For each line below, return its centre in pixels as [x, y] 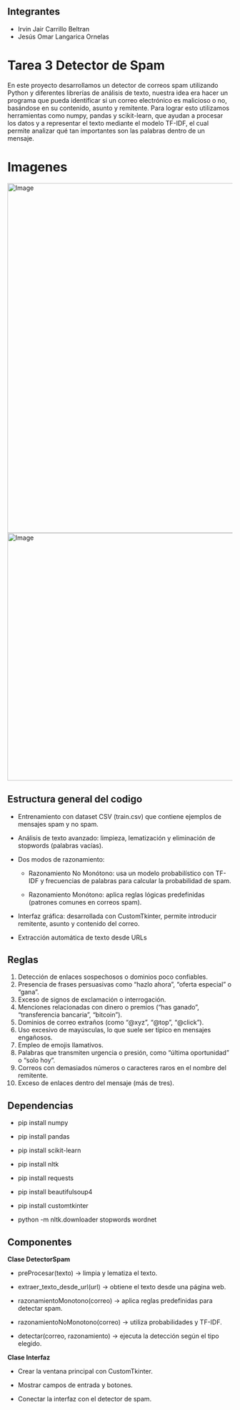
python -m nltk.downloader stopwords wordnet [87, 1219]
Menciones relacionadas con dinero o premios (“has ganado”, [109, 1007]
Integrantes [34, 12]
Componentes [40, 1242]
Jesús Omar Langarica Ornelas [63, 36]
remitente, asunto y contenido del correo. [79, 923]
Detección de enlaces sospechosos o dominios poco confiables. [113, 977]
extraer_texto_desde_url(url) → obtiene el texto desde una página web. [122, 1286]
